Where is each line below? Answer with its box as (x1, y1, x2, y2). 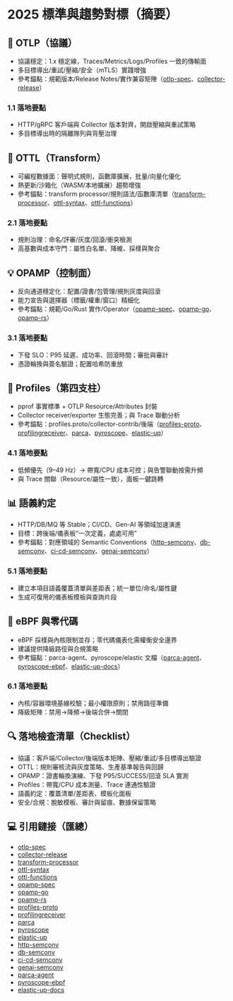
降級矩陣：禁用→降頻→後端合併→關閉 (17, 707, 129, 716)
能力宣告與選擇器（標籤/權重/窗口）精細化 (17, 296, 140, 304)
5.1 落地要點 (7, 566, 48, 576)
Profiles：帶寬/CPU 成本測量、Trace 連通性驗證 (17, 780, 156, 789)
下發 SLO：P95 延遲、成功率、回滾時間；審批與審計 (17, 350, 169, 359)
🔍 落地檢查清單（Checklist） (7, 731, 136, 743)
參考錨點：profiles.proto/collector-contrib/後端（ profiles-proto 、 (17, 420, 206, 428)
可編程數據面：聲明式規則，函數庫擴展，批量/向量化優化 (17, 172, 181, 181)
